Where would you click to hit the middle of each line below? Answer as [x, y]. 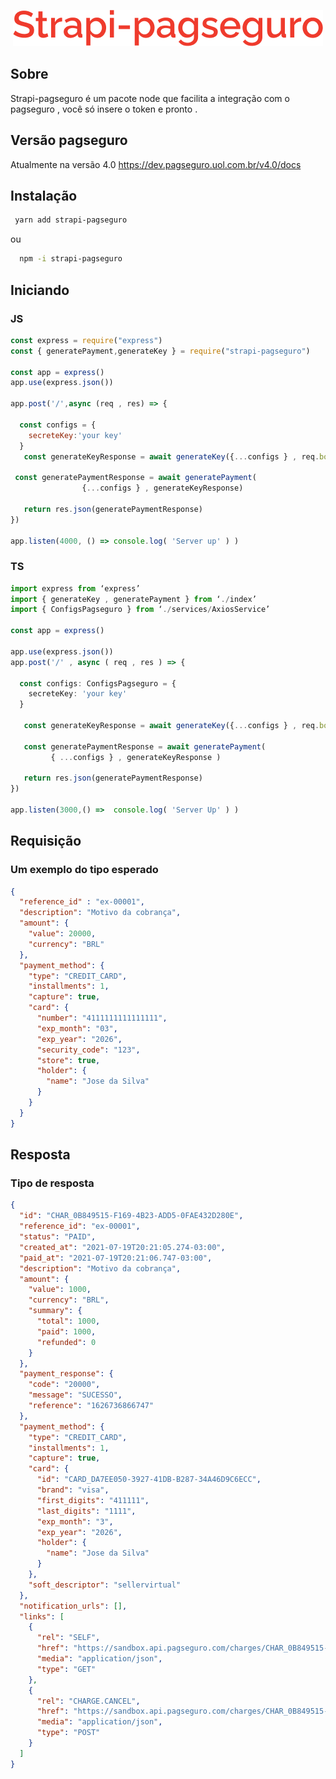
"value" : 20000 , [62, 934]
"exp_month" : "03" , [77, 1028]
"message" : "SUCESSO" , [75, 1395]
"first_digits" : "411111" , [93, 1500]
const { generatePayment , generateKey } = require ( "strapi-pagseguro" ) [160, 351]
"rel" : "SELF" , [68, 1638]
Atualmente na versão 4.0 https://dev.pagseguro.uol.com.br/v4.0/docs [156, 164]
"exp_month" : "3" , [75, 1521]
